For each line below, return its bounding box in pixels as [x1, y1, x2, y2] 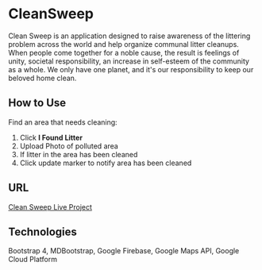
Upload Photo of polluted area [19, 141, 119, 151]
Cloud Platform [8, 255, 58, 264]
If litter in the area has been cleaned [19, 149, 138, 159]
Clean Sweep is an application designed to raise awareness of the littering [8, 31, 251, 40]
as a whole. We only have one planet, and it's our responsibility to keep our [8, 64, 254, 74]
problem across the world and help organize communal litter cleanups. [8, 39, 240, 48]
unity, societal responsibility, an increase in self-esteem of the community [8, 56, 250, 66]
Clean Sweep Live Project [8, 202, 93, 211]
